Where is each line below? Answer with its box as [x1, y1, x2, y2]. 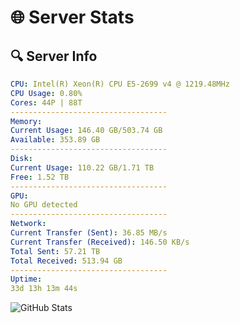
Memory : [10, 116, 43, 126]
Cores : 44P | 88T [10, 97, 83, 108]
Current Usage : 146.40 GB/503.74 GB [10, 126, 163, 136]
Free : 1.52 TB [10, 172, 70, 182]
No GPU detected [10, 200, 78, 210]
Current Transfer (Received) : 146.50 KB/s [10, 237, 190, 247]
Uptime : [10, 274, 43, 285]
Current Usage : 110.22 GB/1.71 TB [10, 162, 155, 173]
